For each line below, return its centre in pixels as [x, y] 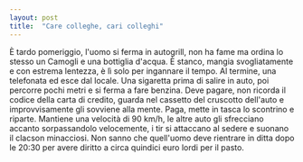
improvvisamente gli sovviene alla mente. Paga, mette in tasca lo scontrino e [152, 109]
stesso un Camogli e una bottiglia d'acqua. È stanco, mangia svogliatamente [151, 61]
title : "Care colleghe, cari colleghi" [87, 26]
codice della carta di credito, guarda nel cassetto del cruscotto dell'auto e [147, 99]
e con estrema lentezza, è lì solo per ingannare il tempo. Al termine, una [143, 71]
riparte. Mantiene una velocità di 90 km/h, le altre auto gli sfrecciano [137, 119]
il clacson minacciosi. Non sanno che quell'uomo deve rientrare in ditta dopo [152, 138]
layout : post [34, 18]
